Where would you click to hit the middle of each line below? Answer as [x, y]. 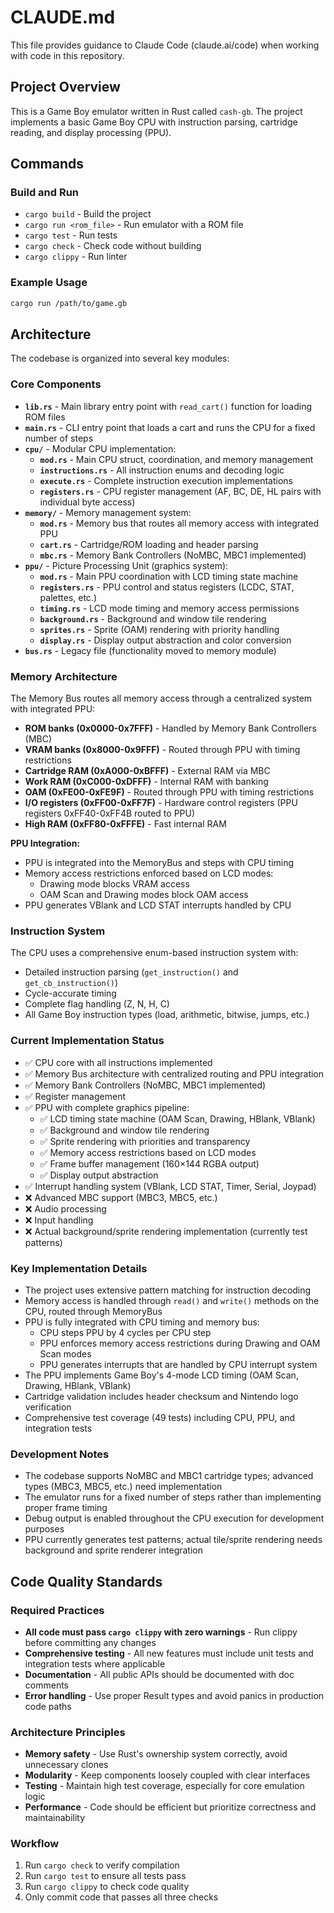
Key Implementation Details [79, 1268]
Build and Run [45, 193]
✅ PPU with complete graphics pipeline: [107, 1107]
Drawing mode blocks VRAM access [114, 884]
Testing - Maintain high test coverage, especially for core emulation [164, 1786]
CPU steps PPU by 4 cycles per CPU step [125, 1332]
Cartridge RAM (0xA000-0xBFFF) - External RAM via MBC [147, 771]
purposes [44, 1529]
